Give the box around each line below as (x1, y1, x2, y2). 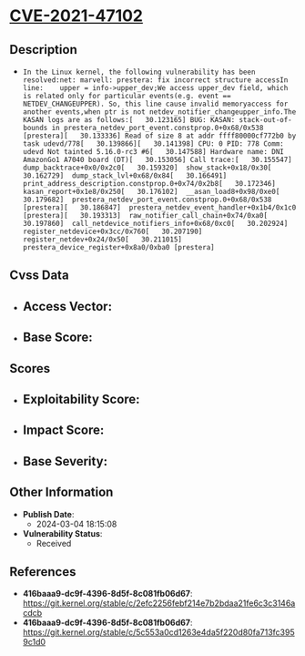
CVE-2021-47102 (9, 5, 144, 26)
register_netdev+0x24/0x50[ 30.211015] (22, 235, 182, 244)
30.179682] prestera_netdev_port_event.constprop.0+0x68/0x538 (22, 195, 272, 204)
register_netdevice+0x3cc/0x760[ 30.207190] (22, 227, 203, 236)
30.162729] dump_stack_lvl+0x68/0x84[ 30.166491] (22, 171, 228, 180)
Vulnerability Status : (22, 528, 103, 538)
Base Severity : (22, 453, 107, 469)
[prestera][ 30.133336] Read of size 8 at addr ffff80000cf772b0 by (22, 131, 297, 140)
